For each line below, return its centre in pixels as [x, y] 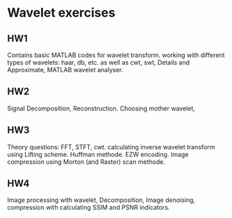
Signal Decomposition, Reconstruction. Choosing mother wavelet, [101, 108]
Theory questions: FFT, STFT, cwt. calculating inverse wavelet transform [111, 146]
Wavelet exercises [61, 13]
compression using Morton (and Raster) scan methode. [86, 162]
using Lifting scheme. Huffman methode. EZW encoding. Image [98, 154]
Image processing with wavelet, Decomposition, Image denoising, [101, 200]
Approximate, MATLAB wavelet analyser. [65, 70]
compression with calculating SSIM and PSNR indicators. [89, 208]
